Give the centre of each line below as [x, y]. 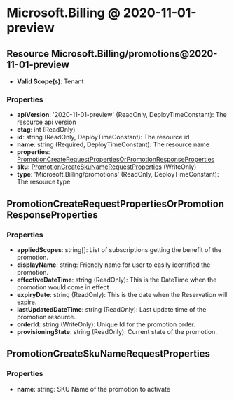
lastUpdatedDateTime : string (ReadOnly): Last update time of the [111, 309]
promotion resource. [46, 317]
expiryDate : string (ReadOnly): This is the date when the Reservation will [122, 294]
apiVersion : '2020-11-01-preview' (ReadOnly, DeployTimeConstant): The [122, 115]
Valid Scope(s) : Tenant [50, 81]
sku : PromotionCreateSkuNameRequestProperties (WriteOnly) [106, 167]
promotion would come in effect [63, 287]
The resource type [43, 182]
